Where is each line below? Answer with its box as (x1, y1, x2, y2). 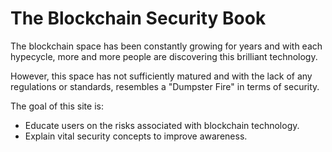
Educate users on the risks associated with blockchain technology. (24, 119, 300, 131)
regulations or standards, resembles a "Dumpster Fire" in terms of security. (10, 80, 320, 92)
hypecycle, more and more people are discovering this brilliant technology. (10, 50, 318, 62)
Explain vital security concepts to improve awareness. (24, 130, 248, 142)
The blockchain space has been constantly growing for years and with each (10, 40, 323, 52)
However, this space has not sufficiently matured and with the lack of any (10, 70, 313, 82)
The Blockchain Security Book (10, 7, 267, 30)
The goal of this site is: (10, 100, 104, 112)
